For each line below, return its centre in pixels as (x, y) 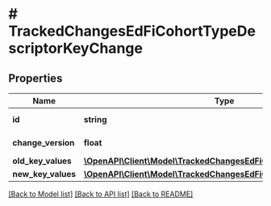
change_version (44, 143)
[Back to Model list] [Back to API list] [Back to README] (101, 194)
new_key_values (44, 174)
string (95, 120)
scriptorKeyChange (76, 48)
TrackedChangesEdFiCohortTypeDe (132, 31)
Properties (35, 78)
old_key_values (42, 161)
